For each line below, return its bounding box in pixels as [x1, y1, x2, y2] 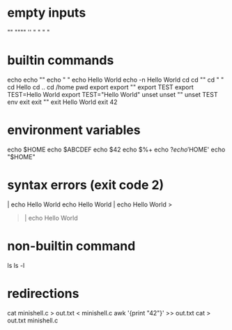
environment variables [7, 122, 141, 138]
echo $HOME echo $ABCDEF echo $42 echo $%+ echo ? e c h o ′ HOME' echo [7, 145, 226, 153]
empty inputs [7, 5, 86, 21]
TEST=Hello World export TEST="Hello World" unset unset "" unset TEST [7, 90, 218, 98]
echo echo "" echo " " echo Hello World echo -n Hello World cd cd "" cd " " [7, 75, 224, 84]
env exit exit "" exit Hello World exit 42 [7, 98, 118, 106]
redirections [7, 285, 79, 301]
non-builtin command [7, 238, 136, 254]
